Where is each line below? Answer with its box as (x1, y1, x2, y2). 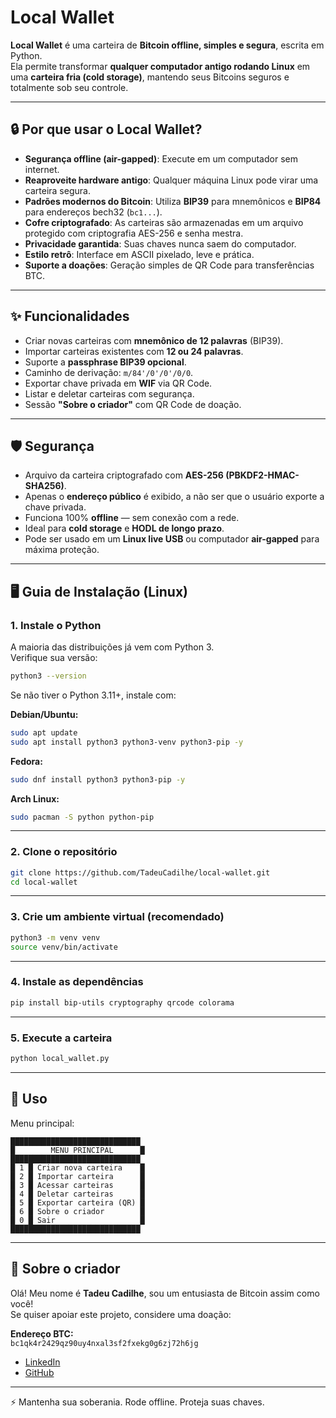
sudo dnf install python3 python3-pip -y (10, 774, 186, 785)
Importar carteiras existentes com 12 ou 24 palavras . (24, 345, 244, 357)
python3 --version (10, 671, 87, 681)
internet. (24, 163, 60, 175)
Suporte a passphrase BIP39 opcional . (24, 356, 187, 368)
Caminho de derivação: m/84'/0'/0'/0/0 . (24, 366, 194, 378)
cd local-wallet (10, 877, 78, 887)
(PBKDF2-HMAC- (225, 469, 300, 481)
